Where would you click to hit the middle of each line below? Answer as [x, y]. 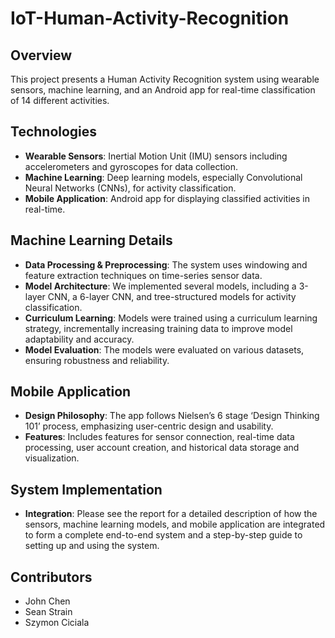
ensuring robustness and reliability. [97, 360]
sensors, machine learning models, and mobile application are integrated [175, 524]
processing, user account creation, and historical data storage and [162, 448]
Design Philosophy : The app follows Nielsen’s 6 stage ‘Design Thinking [172, 416]
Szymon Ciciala [57, 623]
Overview [41, 55]
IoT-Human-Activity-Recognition [150, 18]
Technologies [54, 132]
